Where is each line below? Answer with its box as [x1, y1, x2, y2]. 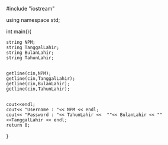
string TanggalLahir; [6, 44, 60, 50]
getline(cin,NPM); [6, 70, 51, 76]
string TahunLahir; [6, 55, 54, 61]
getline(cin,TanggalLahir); [6, 76, 76, 82]
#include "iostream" [6, 5, 55, 12]
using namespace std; [6, 17, 60, 23]
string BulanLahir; [6, 50, 54, 56]
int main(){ [6, 28, 32, 35]
